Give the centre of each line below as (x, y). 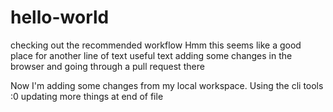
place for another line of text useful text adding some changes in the (151, 55)
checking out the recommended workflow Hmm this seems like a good (156, 45)
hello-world (60, 17)
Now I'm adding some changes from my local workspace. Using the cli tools (167, 85)
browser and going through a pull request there (107, 66)
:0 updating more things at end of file (87, 96)
